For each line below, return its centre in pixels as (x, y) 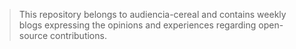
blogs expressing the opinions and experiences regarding (137, 25)
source (33, 35)
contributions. (78, 35)
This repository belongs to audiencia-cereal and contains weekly (152, 14)
